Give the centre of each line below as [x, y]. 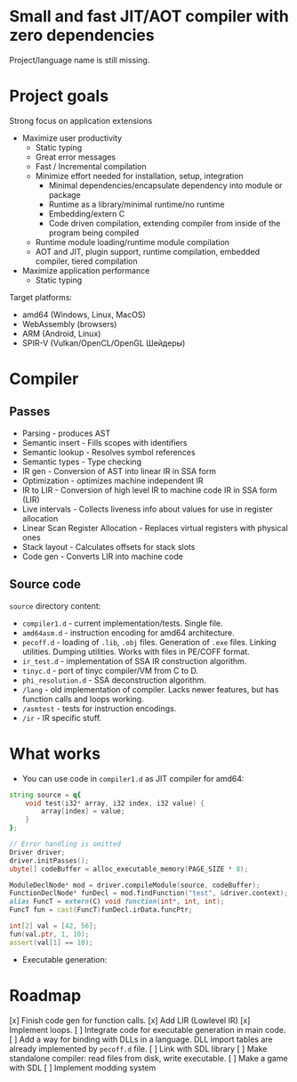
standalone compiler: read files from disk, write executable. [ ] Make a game [148, 1058]
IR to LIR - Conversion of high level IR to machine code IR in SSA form [149, 490]
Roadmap [45, 995]
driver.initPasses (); [49, 861]
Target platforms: [41, 297]
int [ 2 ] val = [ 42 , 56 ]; [53, 926]
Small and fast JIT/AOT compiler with [149, 16]
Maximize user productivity [72, 138]
